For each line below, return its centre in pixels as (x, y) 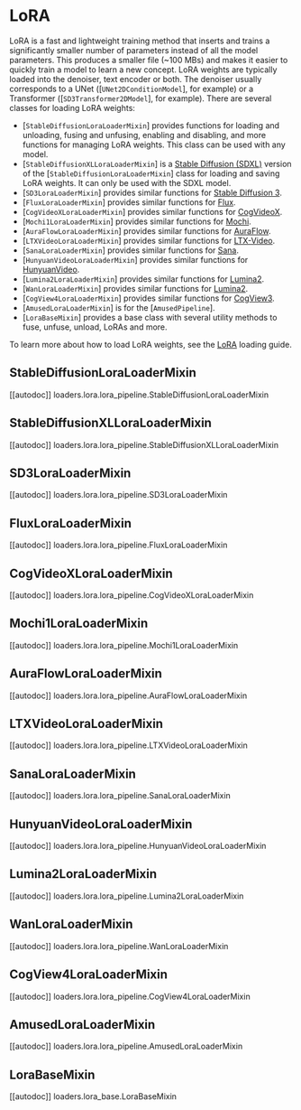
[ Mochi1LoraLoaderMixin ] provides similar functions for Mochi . (137, 221)
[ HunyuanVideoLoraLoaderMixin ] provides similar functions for (135, 259)
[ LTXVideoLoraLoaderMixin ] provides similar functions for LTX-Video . (149, 240)
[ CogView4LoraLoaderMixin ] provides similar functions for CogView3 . (148, 298)
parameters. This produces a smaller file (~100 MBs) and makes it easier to (149, 60)
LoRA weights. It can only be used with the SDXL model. (127, 182)
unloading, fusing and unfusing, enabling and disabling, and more (144, 135)
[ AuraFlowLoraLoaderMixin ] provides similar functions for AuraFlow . (146, 230)
